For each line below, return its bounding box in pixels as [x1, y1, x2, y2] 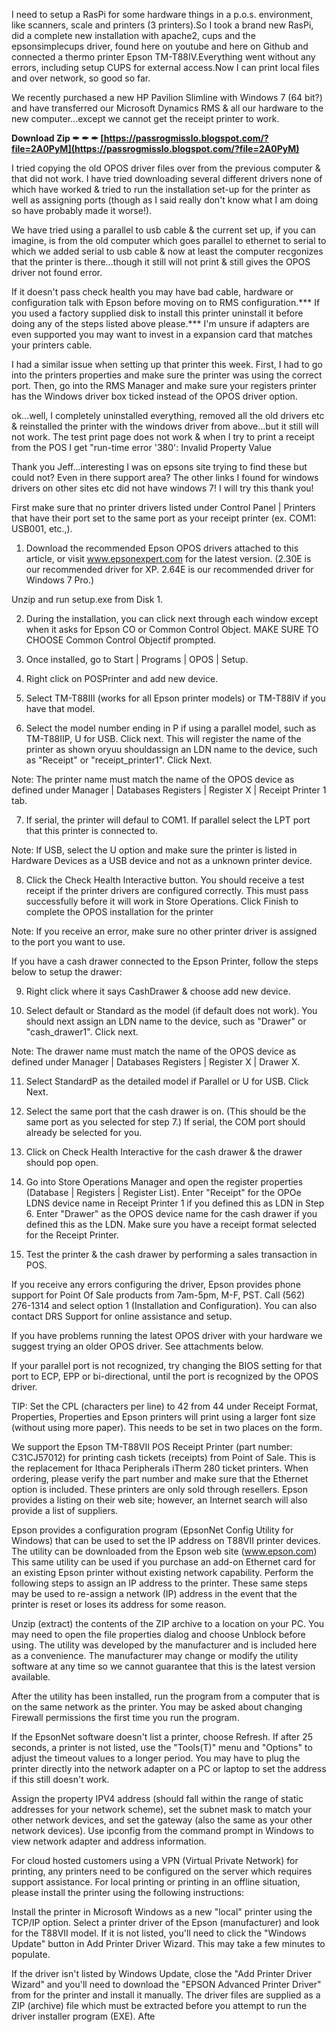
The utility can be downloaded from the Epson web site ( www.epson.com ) [11, 1545, 318, 1557]
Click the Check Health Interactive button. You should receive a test [25, 874, 305, 886]
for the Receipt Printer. [25, 1229, 119, 1241]
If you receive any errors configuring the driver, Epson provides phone [11, 1279, 301, 1290]
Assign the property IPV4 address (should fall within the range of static [11, 1793, 304, 1804]
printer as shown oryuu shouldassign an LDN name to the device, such [25, 744, 318, 755]
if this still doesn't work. [11, 1774, 110, 1785]
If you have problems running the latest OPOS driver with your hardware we [11, 1330, 323, 1341]
